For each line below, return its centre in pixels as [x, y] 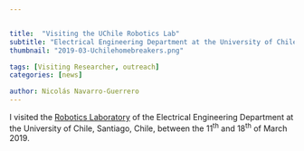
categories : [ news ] [46, 75]
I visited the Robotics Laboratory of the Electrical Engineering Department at [152, 117]
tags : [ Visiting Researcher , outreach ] [85, 67]
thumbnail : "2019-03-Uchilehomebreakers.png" [96, 51]
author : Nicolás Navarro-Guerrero [75, 91]
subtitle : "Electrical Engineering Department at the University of [141, 42]
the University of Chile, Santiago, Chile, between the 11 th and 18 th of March [148, 127]
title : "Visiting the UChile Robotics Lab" [95, 33]
